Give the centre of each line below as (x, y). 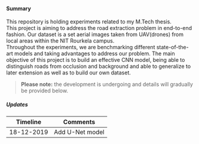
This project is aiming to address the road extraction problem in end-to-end (99, 28)
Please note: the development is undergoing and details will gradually (107, 85)
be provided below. (45, 91)
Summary (19, 8)
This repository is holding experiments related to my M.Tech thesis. (89, 22)
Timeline (29, 122)
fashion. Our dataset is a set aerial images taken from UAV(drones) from (95, 34)
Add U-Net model (79, 132)
